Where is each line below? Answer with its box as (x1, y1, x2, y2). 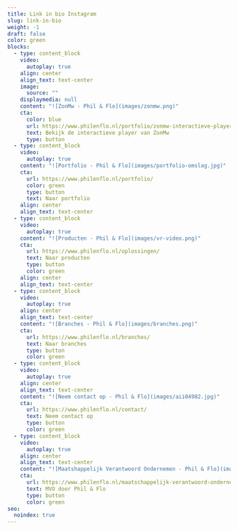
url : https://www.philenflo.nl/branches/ (25, 333, 151, 341)
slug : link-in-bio (7, 17, 62, 24)
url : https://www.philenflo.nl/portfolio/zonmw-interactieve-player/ (25, 122, 236, 130)
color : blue (25, 116, 62, 123)
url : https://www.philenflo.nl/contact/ (25, 406, 147, 414)
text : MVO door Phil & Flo (25, 485, 106, 492)
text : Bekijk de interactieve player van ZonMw (25, 129, 170, 136)
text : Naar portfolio (25, 195, 91, 202)
